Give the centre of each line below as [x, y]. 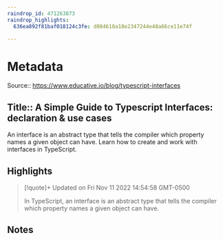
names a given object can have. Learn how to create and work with [102, 142]
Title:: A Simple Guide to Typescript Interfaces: [110, 107]
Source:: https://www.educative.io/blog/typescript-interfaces [94, 86]
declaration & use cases [60, 118]
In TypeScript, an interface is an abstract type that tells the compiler [120, 201]
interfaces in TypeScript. [42, 150]
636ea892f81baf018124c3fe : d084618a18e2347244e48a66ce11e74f [103, 26]
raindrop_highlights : [38, 20]
